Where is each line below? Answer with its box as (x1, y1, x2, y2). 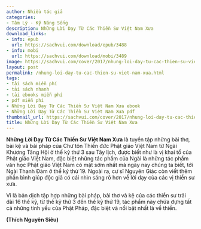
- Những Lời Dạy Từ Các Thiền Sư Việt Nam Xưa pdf (6, 109, 135, 114)
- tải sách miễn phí (6, 81, 58, 87)
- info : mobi (6, 48, 39, 54)
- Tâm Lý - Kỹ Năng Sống (6, 20, 68, 26)
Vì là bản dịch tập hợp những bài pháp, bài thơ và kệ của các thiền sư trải (6, 192, 187, 199)
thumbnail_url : (6, 114, 44, 120)
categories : (6, 14, 36, 20)
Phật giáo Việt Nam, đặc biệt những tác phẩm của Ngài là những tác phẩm (6, 155, 189, 162)
